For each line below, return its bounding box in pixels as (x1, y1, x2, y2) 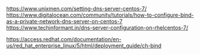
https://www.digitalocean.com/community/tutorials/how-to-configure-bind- (6, 11, 194, 19)
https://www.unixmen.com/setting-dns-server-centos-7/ (6, 5, 147, 12)
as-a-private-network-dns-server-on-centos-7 (6, 18, 123, 25)
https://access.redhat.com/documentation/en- (6, 36, 122, 42)
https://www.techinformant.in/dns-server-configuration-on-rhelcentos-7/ (6, 24, 189, 31)
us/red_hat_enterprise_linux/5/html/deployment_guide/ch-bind (6, 42, 161, 49)
